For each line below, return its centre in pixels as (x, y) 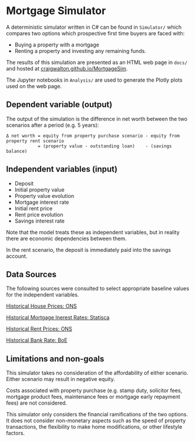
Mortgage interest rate (42, 202)
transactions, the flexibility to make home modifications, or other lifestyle (94, 427)
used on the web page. (34, 86)
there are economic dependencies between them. (67, 238)
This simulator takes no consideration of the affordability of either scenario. (97, 373)
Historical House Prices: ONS (42, 306)
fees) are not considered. (37, 403)
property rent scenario (35, 141)
